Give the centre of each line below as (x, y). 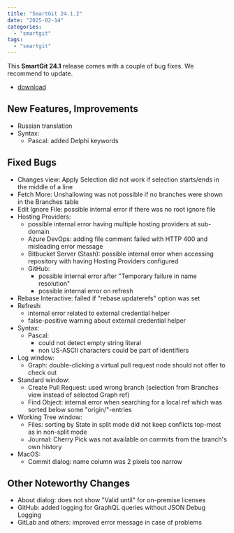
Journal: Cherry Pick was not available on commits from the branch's (127, 439)
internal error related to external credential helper (98, 313)
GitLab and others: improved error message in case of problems (110, 523)
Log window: (36, 358)
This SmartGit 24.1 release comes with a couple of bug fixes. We (101, 66)
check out (42, 372)
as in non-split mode (57, 432)
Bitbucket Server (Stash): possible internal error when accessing (121, 254)
